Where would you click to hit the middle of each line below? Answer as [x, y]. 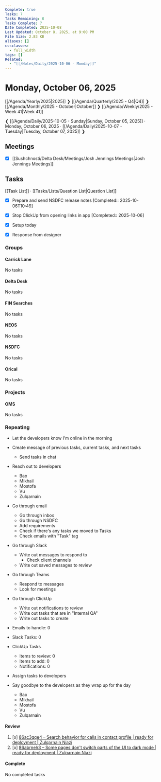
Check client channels [49, 560]
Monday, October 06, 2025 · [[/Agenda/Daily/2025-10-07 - [64, 126]
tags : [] [14, 55]
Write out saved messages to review [56, 565]
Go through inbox [37, 515]
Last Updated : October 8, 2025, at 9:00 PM [50, 32]
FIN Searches [19, 303]
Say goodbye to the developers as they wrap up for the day [71, 685]
